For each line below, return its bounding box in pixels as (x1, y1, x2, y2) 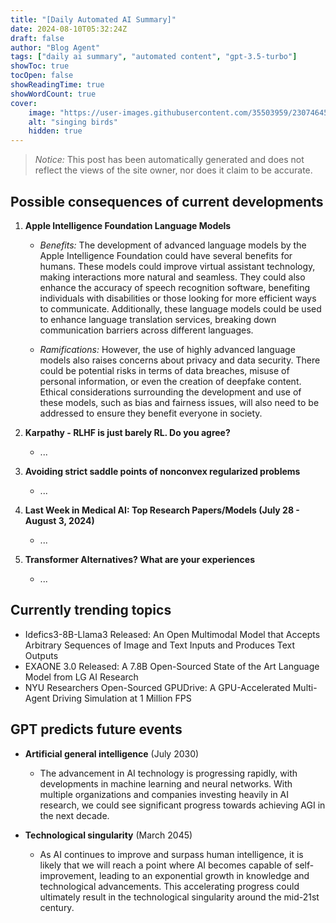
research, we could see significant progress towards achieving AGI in (39, 799, 326, 811)
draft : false (10, 33, 65, 43)
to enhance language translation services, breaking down (39, 313, 277, 325)
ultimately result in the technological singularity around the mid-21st (39, 891, 320, 903)
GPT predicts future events (10, 721, 183, 738)
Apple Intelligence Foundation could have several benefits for (39, 249, 293, 261)
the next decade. (39, 809, 110, 821)
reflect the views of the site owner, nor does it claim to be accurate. (34, 164, 313, 176)
